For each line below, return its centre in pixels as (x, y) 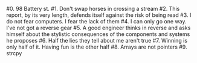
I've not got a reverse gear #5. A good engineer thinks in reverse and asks (98, 28)
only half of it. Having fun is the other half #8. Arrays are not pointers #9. (97, 47)
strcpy (14, 53)
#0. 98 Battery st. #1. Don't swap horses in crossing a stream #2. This (93, 9)
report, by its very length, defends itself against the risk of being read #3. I (99, 15)
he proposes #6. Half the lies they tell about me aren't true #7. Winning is (97, 40)
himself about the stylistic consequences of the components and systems (98, 34)
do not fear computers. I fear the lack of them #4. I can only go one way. (96, 21)
